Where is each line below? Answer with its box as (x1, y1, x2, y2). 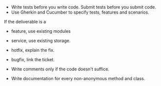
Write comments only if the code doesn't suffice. (11, 66, 110, 72)
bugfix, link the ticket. (11, 57, 55, 63)
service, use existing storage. (11, 38, 71, 43)
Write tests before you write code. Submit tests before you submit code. (11, 4, 156, 10)
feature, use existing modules (11, 28, 71, 34)
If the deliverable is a (4, 19, 46, 24)
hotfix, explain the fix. (11, 47, 55, 53)
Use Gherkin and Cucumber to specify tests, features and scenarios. (11, 9, 149, 15)
